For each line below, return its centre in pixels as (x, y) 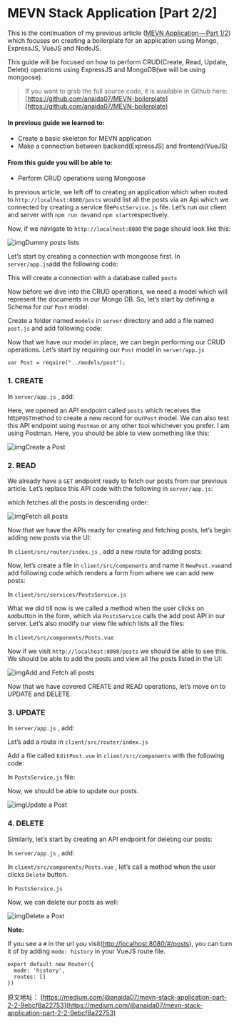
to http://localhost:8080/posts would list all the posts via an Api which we (118, 200)
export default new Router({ (51, 964)
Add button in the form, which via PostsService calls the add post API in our (117, 615)
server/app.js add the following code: (63, 264)
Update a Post (46, 805)
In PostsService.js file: (41, 777)
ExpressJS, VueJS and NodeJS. (54, 48)
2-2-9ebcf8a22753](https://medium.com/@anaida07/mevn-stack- (105, 1005)
